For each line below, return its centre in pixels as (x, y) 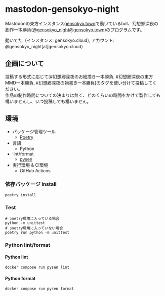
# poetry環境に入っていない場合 (34, 228)
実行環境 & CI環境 (30, 165)
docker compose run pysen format (40, 289)
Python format (20, 278)
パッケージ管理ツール (34, 131)
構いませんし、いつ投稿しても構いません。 (48, 101)
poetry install (21, 195)
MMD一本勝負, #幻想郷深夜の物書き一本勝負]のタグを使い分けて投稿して (79, 82)
